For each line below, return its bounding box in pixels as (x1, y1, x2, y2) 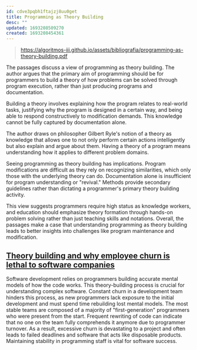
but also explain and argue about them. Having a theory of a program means (6, 143, 191, 150)
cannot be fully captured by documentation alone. (6, 119, 127, 126)
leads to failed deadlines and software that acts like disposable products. (6, 331, 183, 338)
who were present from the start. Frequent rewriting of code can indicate (6, 313, 183, 320)
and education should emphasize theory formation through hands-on (6, 209, 173, 216)
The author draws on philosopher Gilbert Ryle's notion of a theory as (6, 130, 172, 138)
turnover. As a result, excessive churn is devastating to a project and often (6, 325, 186, 332)
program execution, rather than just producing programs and (6, 83, 153, 90)
